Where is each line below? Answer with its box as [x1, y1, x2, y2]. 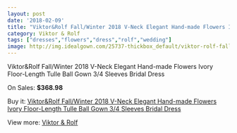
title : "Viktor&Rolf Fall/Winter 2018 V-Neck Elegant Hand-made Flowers [7, 23, 226, 30]
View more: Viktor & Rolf [7, 118, 78, 127]
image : [7, 43, 27, 50]
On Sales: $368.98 [7, 84, 63, 91]
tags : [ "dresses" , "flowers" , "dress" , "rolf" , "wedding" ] [7, 37, 172, 44]
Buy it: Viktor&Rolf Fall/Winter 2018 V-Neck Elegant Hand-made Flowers [7, 97, 217, 106]
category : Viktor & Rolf [7, 30, 80, 37]
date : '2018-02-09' [7, 17, 65, 24]
